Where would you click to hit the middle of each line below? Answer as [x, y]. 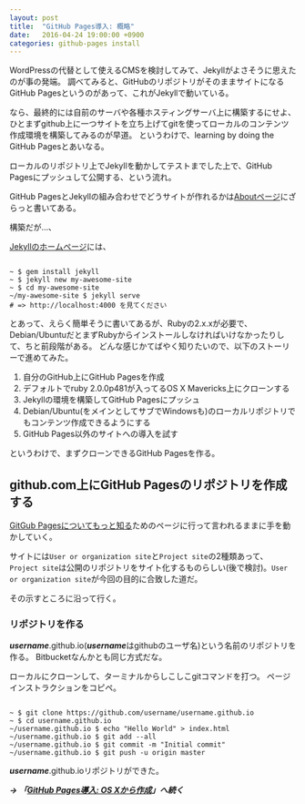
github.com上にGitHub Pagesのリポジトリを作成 [148, 485]
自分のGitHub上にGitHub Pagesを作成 [94, 377]
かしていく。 [33, 537]
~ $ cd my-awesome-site [55, 288]
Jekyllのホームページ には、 [60, 247]
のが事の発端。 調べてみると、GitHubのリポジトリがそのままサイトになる [147, 82]
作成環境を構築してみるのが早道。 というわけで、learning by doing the [142, 135]
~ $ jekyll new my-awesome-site [71, 280]
